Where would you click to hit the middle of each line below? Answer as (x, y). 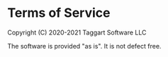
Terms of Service (59, 13)
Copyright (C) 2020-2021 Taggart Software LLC (77, 32)
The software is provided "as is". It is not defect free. (84, 46)
